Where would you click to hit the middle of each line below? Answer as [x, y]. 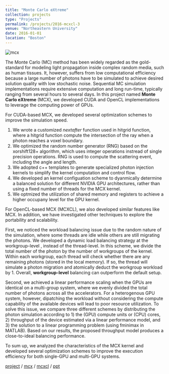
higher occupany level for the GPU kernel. [56, 199]
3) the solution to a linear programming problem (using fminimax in [75, 325]
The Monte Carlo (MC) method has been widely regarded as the [72, 62]
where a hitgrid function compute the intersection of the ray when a [83, 135]
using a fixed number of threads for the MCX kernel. [67, 189]
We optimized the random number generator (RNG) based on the [80, 146]
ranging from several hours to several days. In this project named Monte [80, 94]
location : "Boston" [26, 38]
